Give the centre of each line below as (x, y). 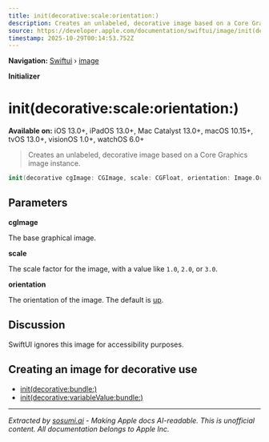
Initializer (24, 76)
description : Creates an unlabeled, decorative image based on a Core (128, 23)
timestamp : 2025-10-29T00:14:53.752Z (71, 38)
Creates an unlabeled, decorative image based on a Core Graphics (138, 155)
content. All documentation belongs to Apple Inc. (89, 428)
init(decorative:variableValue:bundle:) (82, 397)
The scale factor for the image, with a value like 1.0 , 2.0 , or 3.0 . (113, 268)
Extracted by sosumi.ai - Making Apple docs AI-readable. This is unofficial (131, 420)
